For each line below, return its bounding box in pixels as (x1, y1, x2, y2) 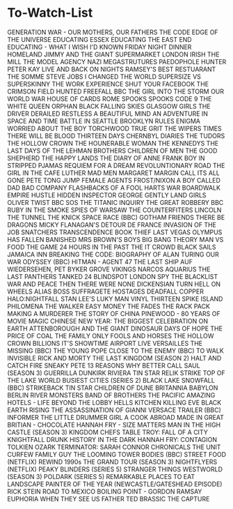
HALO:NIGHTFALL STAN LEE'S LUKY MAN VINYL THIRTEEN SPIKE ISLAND (7, 294, 223, 303)
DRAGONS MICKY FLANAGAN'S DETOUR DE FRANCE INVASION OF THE (7, 220, 217, 229)
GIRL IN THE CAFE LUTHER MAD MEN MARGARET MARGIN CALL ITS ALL (7, 169, 220, 177)
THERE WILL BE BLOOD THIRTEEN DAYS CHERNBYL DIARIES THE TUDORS (7, 131, 225, 140)
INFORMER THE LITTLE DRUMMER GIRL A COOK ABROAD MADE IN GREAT (7, 413, 225, 421)
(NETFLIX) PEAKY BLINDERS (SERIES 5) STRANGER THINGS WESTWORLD (7, 465, 223, 473)
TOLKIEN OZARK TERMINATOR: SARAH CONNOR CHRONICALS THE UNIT (7, 443, 221, 451)
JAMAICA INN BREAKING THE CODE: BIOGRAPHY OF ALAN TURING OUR (7, 250, 219, 259)
